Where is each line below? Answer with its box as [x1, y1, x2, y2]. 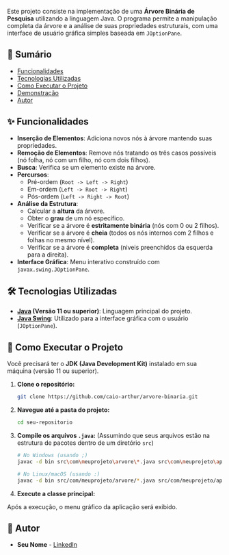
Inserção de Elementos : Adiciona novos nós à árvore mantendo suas [16, 134, 213, 142]
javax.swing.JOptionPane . [16, 265, 90, 273]
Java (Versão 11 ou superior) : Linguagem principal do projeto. [16, 307, 193, 315]
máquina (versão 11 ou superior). [7, 367, 99, 375]
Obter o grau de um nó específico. [27, 214, 125, 222]
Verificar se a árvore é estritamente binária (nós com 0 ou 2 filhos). [27, 221, 219, 229]
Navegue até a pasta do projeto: [16, 406, 110, 414]
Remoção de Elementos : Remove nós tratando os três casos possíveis [16, 149, 217, 157]
